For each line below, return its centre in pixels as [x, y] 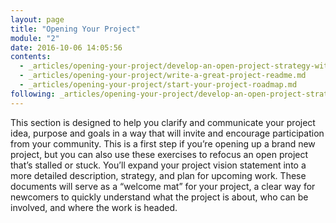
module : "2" [35, 38]
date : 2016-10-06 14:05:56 [66, 47]
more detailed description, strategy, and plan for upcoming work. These [158, 175]
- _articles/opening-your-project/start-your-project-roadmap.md [158, 85]
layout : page [37, 19]
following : [33, 94]
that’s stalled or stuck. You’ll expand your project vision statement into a [158, 165]
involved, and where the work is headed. [94, 207]
